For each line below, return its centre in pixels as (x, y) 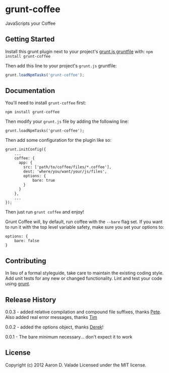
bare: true (44, 181)
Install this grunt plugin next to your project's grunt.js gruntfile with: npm (79, 51)
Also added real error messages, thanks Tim (51, 317)
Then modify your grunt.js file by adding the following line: (67, 121)
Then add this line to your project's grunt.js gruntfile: (61, 66)
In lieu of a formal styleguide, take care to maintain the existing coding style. (84, 273)
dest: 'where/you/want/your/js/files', (65, 172)
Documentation (30, 91)
